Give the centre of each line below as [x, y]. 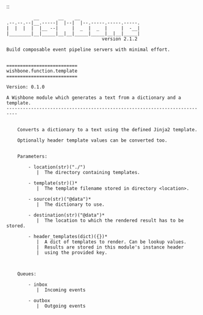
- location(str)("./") [57, 167]
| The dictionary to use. [70, 205]
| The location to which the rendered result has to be [110, 220]
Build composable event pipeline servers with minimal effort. [88, 49]
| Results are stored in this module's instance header [110, 247]
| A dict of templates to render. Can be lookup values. [112, 242]
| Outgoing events [61, 306]
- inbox [38, 284]
